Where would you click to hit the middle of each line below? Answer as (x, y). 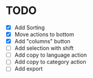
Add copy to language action (51, 55)
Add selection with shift (44, 48)
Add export (29, 69)
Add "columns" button (42, 41)
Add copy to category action (50, 62)
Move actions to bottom (44, 34)
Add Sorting (29, 27)
